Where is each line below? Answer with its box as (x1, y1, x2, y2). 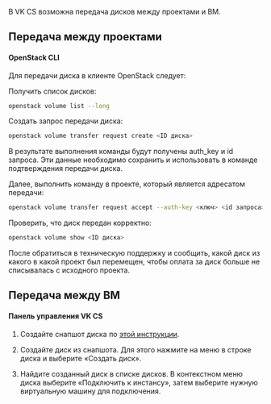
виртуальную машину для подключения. (19, 386, 161, 396)
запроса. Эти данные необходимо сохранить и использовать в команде (8, 155, 258, 165)
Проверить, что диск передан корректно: (8, 218, 152, 228)
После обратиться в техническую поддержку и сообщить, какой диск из (8, 248, 261, 258)
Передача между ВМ (8, 289, 121, 302)
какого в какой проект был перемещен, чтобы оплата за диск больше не (8, 257, 261, 267)
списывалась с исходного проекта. (8, 265, 131, 275)
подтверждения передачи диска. (8, 164, 123, 173)
